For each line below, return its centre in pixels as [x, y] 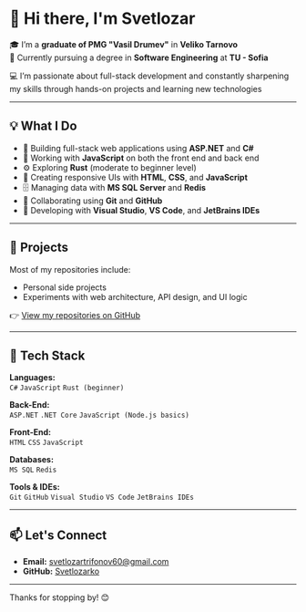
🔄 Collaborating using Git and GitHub [92, 201]
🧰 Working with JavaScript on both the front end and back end [141, 158]
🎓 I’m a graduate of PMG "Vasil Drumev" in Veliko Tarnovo [124, 44]
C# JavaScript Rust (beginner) [67, 388]
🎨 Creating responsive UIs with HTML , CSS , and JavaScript [135, 177]
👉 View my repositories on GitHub [75, 315]
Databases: [32, 460]
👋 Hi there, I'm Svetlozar [102, 19]
